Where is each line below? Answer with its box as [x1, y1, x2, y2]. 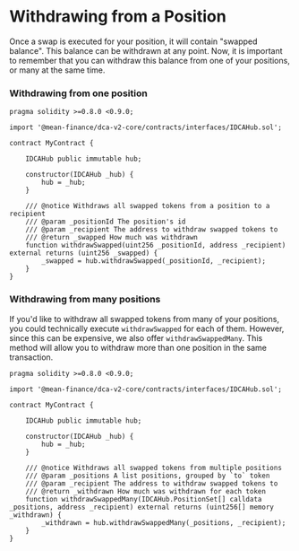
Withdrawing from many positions [9, 293, 161, 306]
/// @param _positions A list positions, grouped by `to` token [25, 471, 270, 480]
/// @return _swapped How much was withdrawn [25, 233, 199, 242]
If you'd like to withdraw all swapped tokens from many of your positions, [9, 313, 280, 324]
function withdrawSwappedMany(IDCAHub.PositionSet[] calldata [25, 494, 262, 503]
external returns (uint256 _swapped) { [9, 249, 158, 258]
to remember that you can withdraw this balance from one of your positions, [9, 55, 291, 66]
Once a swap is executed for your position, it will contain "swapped [9, 36, 258, 47]
